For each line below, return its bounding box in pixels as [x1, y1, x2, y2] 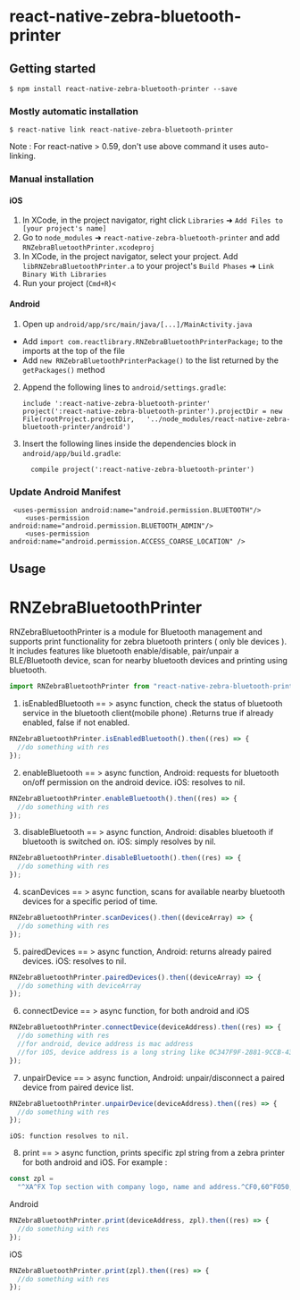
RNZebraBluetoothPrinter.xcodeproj [21, 243, 155, 252]
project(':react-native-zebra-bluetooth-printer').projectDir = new [21, 407, 283, 416]
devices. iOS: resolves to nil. [21, 955, 127, 967]
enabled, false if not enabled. [21, 717, 130, 728]
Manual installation [9, 173, 95, 185]
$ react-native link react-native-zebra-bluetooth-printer [9, 125, 234, 135]
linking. [9, 150, 37, 162]
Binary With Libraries [21, 270, 107, 279]
